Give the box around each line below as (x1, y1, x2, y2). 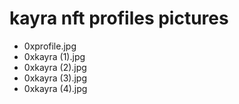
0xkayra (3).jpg (23, 72, 87, 84)
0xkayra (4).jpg (23, 82, 88, 94)
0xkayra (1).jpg (23, 50, 86, 62)
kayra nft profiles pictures (9, 7, 229, 30)
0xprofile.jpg (23, 40, 77, 52)
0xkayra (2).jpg (23, 61, 87, 73)
